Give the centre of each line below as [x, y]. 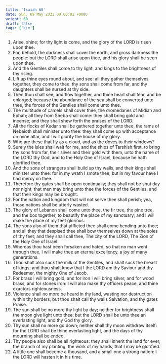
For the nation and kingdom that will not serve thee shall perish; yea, [82, 200]
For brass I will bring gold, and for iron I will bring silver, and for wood [83, 278]
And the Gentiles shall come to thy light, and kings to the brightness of [84, 68]
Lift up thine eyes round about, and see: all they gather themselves [81, 79]
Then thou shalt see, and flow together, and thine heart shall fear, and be [87, 95]
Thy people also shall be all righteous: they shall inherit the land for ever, [86, 341]
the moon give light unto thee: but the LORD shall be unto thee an [79, 315]
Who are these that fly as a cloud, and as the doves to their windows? [83, 142]
